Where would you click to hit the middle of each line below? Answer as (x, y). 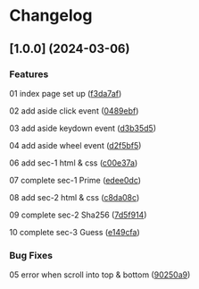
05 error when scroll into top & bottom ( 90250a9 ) (100, 275)
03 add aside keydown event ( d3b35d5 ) (83, 128)
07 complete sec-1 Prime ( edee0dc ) (75, 180)
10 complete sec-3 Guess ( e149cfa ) (75, 232)
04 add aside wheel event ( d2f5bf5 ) (75, 145)
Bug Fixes (31, 255)
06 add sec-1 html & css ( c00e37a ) (74, 163)
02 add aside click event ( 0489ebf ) (74, 110)
